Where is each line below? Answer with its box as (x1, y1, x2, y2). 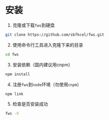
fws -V (5, 111, 19, 116)
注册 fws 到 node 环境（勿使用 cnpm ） (12, 81, 82, 87)
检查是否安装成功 (12, 101, 48, 107)
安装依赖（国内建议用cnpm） (12, 61, 73, 68)
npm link (5, 91, 24, 96)
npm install (5, 71, 30, 77)
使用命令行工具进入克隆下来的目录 (12, 42, 83, 48)
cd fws (5, 52, 19, 57)
